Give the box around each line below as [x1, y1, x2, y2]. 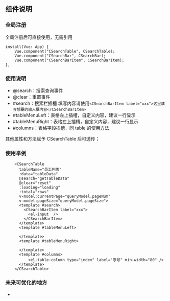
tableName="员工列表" [18, 167, 62, 172]
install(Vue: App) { [5, 44, 50, 50]
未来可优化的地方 [5, 279, 47, 286]
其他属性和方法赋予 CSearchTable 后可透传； [5, 135, 100, 142]
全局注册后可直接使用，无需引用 [5, 34, 72, 40]
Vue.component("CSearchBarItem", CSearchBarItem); [14, 58, 125, 63]
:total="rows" [18, 190, 50, 195]
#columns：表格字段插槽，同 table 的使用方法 [12, 125, 110, 131]
